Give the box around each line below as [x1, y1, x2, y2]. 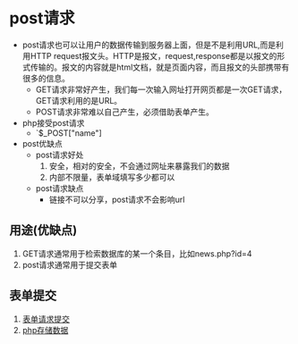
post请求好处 [35, 149, 84, 160]
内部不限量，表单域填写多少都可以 [48, 172, 175, 182]
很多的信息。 [21, 72, 70, 83]
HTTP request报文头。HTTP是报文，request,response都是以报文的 [30, 50, 277, 61]
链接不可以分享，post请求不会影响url [48, 194, 185, 205]
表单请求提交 [21, 314, 70, 324]
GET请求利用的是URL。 [35, 95, 123, 105]
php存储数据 [21, 324, 69, 335]
